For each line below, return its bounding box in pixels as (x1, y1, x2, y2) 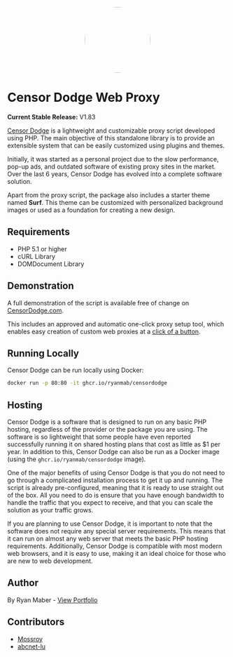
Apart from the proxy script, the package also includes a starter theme (7, 190, 211, 199)
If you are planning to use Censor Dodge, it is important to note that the (7, 519, 213, 528)
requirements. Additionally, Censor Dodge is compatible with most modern (7, 542, 223, 550)
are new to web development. (7, 557, 93, 565)
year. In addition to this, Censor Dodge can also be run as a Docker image (7, 448, 220, 456)
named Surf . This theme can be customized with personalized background (7, 198, 223, 206)
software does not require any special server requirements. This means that (7, 527, 226, 536)
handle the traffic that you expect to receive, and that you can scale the (7, 498, 213, 507)
